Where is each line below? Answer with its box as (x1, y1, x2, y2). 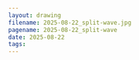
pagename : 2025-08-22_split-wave (8, 26, 118, 34)
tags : (8, 41, 26, 48)
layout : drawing (8, 11, 61, 19)
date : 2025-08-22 (8, 33, 65, 41)
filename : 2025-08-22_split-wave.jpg (8, 19, 132, 26)
